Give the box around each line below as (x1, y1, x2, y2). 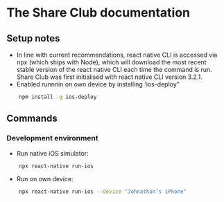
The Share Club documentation (6, 5, 190, 21)
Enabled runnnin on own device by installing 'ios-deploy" (16, 80, 180, 88)
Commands (6, 113, 58, 125)
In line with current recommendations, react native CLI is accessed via (16, 50, 218, 59)
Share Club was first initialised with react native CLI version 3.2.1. (16, 73, 203, 81)
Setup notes (6, 33, 60, 44)
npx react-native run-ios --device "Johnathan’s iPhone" (19, 188, 187, 195)
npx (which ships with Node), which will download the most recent (16, 58, 207, 66)
